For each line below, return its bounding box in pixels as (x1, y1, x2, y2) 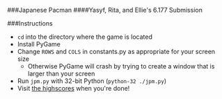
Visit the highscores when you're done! (17, 84, 130, 92)
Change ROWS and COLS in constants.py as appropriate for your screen (17, 48, 216, 55)
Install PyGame (17, 40, 61, 48)
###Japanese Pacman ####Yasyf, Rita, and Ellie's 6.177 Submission (7, 6, 203, 14)
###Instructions (7, 19, 54, 27)
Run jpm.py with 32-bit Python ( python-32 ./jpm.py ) (17, 77, 167, 85)
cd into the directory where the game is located (17, 33, 153, 41)
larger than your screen (27, 69, 95, 78)
